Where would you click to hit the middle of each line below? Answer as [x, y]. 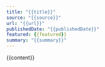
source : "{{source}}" [34, 18]
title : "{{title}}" [31, 12]
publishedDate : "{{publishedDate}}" [53, 29]
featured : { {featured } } [37, 35]
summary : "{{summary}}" [37, 40]
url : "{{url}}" [26, 23]
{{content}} [20, 58]
